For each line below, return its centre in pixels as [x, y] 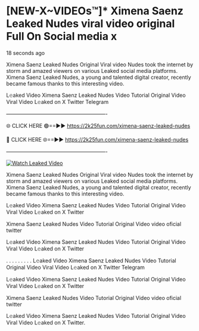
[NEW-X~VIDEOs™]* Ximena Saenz [95, 11]
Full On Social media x [62, 36]
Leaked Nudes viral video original [91, 24]
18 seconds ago [26, 53]
